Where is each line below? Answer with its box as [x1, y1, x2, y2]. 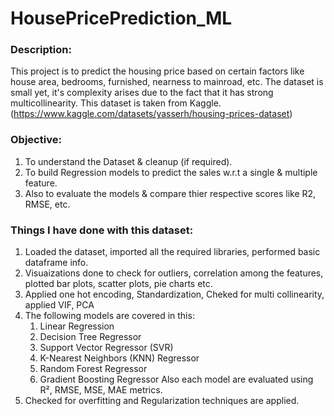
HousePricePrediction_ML [10, 7, 233, 30]
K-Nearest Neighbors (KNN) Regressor [39, 352, 200, 364]
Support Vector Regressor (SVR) [39, 342, 174, 354]
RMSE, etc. [24, 198, 71, 210]
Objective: [10, 133, 62, 147]
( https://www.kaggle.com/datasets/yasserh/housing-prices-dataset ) [10, 108, 293, 120]
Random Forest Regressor [39, 363, 148, 375]
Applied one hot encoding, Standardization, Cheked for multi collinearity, [24, 288, 325, 301]
